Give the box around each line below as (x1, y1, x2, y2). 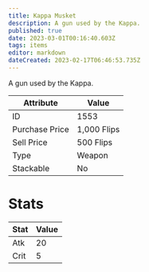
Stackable (12, 162, 50, 174)
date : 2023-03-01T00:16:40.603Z (8, 34, 116, 42)
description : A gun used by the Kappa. (8, 19, 141, 27)
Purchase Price (12, 123, 69, 134)
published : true (8, 26, 62, 34)
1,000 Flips (76, 123, 120, 134)
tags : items (8, 42, 48, 50)
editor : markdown (8, 49, 66, 57)
